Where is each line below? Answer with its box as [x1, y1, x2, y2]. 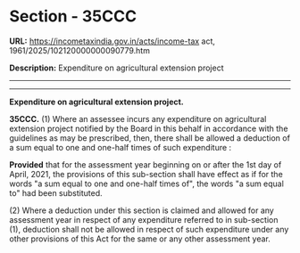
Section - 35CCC [9, 6, 137, 27]
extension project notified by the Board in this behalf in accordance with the [9, 123, 288, 134]
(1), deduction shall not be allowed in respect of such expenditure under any [9, 224, 289, 234]
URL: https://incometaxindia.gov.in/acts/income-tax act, [9, 36, 216, 46]
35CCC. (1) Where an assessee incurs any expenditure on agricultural [9, 113, 267, 124]
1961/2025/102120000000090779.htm [9, 45, 150, 55]
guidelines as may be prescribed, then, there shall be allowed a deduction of [9, 132, 290, 143]
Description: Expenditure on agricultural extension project [9, 62, 224, 73]
